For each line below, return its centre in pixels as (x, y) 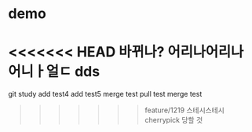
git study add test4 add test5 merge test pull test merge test (105, 94)
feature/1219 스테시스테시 (185, 110)
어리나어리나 (206, 52)
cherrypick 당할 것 (174, 120)
